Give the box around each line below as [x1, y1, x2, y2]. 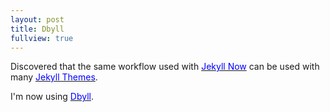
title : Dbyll [10, 24, 65, 34]
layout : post [10, 14, 65, 25]
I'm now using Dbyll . [10, 91, 94, 103]
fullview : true [10, 33, 74, 43]
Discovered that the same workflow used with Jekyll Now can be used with [10, 61, 320, 73]
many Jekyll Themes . [10, 71, 98, 83]
